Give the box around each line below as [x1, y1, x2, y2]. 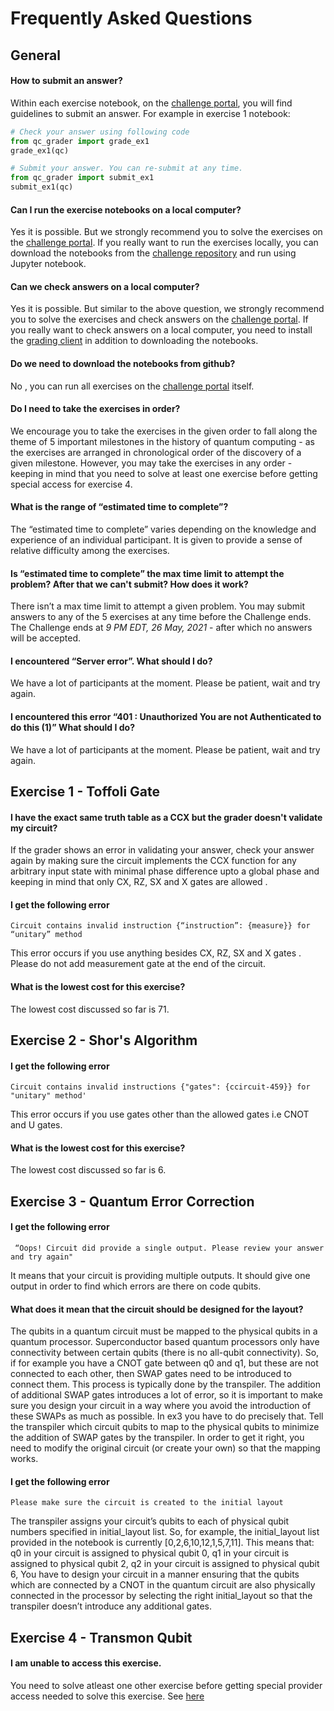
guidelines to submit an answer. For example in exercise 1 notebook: [10, 107, 291, 119]
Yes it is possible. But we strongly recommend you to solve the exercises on [10, 226, 323, 238]
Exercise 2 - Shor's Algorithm [10, 1032, 198, 1049]
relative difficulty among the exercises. [10, 545, 170, 557]
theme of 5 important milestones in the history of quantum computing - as [10, 435, 315, 447]
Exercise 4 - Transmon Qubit [10, 1629, 193, 1646]
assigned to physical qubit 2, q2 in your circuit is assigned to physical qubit [10, 1558, 320, 1570]
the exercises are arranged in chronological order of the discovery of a [10, 446, 302, 458]
